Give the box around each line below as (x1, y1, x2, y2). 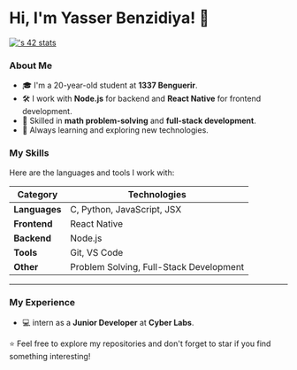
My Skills (9, 147, 49, 159)
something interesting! (9, 351, 91, 361)
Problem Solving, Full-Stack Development (70, 260, 245, 273)
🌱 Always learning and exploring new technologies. (21, 125, 209, 135)
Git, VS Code (70, 246, 124, 258)
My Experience (9, 297, 76, 309)
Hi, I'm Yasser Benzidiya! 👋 (9, 8, 209, 28)
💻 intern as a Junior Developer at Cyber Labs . (21, 317, 194, 328)
